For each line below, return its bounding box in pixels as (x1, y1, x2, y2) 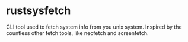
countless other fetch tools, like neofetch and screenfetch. (6, 29, 149, 36)
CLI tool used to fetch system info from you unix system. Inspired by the (6, 23, 182, 30)
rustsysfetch (6, 4, 71, 17)
